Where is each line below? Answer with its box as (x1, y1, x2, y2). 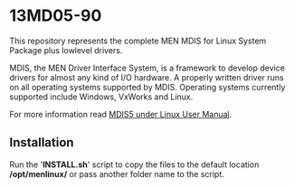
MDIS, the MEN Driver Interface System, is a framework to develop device (9, 62, 285, 73)
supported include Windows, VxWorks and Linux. (9, 91, 194, 102)
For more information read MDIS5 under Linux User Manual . (9, 108, 232, 119)
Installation (9, 135, 74, 150)
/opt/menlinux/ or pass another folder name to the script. (9, 168, 224, 179)
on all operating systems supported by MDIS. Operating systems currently (9, 81, 286, 92)
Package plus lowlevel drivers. (9, 44, 123, 55)
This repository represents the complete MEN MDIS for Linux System (9, 35, 267, 46)
